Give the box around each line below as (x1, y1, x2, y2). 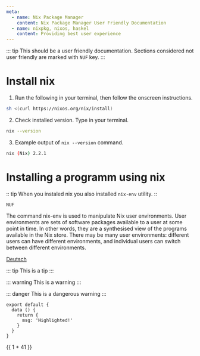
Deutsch (6, 255, 27, 262)
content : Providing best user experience (17, 31, 121, 37)
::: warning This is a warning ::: (6, 278, 82, 286)
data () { (11, 307, 36, 313)
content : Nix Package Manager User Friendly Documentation (17, 20, 167, 26)
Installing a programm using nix (6, 171, 165, 184)
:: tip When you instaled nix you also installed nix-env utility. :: (6, 190, 158, 197)
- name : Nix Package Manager (11, 14, 84, 20)
